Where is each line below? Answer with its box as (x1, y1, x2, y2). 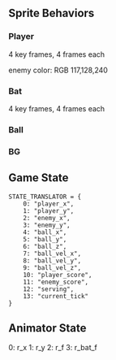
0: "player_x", (23, 199, 75, 208)
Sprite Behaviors (8, 7, 95, 20)
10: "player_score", (23, 271, 92, 279)
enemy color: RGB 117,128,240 (8, 65, 108, 75)
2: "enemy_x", (23, 214, 71, 222)
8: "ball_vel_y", (23, 256, 82, 265)
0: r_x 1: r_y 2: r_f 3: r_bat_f (8, 343, 97, 353)
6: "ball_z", (23, 242, 67, 250)
